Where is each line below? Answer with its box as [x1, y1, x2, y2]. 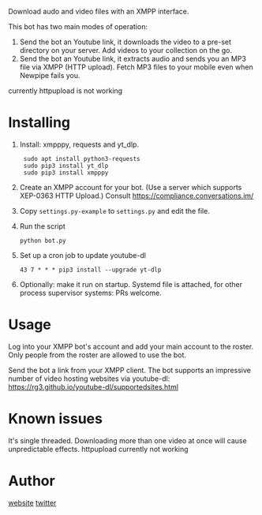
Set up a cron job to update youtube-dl [19, 250, 146, 259]
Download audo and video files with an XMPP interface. [8, 7, 189, 16]
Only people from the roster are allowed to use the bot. [8, 350, 187, 360]
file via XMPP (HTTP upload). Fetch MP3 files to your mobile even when [19, 62, 254, 72]
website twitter [8, 498, 57, 507]
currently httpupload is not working [8, 86, 123, 95]
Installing [8, 114, 71, 132]
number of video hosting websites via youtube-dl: [8, 374, 170, 383]
